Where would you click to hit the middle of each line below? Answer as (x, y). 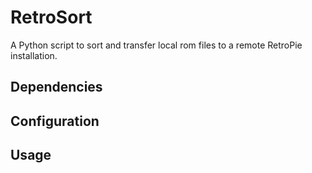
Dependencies (56, 87)
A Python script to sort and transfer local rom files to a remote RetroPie (156, 45)
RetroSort (51, 17)
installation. (34, 55)
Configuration (55, 121)
